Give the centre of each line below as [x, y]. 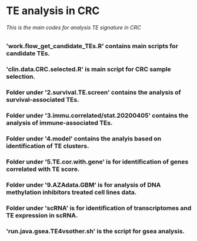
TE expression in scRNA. [42, 215]
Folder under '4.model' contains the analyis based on [84, 139]
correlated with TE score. [43, 169]
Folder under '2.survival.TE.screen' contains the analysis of [94, 92]
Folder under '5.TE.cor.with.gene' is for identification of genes [97, 162]
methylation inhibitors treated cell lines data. [71, 192]
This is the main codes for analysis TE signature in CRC [74, 27]
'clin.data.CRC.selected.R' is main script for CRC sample [89, 69]
